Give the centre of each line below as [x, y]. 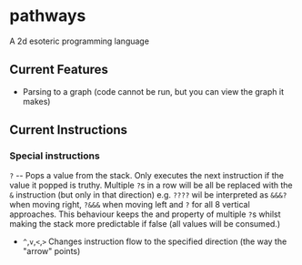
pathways [48, 16]
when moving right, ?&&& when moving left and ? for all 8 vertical [130, 205]
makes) [36, 101]
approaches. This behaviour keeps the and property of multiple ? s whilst [145, 214]
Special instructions [55, 156]
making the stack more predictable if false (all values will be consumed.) [145, 224]
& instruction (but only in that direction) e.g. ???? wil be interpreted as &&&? [148, 195]
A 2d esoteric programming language [80, 41]
